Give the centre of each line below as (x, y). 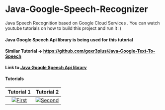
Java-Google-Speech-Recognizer (77, 9)
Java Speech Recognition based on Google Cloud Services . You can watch (82, 23)
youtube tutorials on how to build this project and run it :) (63, 28)
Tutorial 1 (19, 92)
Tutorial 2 (47, 92)
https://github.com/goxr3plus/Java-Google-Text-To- (99, 51)
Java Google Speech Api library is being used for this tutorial (69, 40)
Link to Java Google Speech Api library (46, 67)
